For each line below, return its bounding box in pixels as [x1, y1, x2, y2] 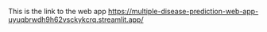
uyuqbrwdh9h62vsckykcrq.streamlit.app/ [8, 15, 144, 24]
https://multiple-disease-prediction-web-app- [107, 7, 259, 16]
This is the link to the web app [8, 7, 106, 16]
